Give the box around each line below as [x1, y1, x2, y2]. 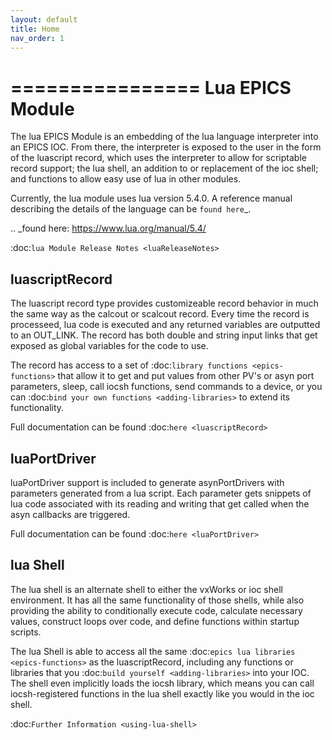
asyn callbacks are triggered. [10, 508, 131, 520]
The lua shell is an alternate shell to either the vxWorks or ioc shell [10, 583, 283, 595]
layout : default [10, 14, 78, 25]
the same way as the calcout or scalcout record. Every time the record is [10, 308, 310, 320]
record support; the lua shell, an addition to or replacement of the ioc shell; [10, 162, 319, 175]
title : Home [10, 24, 60, 34]
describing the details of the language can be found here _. [10, 203, 252, 215]
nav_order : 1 [10, 33, 65, 43]
